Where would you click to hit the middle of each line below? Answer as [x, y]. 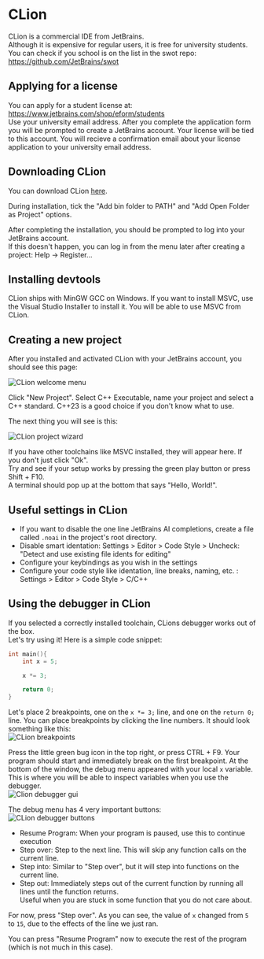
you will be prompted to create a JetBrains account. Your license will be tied [131, 130]
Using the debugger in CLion [79, 604]
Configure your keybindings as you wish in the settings [108, 562]
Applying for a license [63, 86]
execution [36, 842]
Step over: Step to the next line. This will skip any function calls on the [133, 850]
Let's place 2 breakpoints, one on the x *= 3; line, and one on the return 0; [132, 712]
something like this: [40, 729]
